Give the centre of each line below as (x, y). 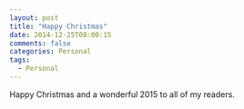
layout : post (34, 18)
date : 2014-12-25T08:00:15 (61, 35)
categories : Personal (51, 52)
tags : (20, 60)
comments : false (40, 43)
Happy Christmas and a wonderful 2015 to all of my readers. (122, 94)
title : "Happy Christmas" (58, 26)
